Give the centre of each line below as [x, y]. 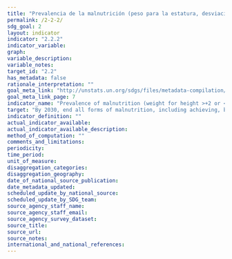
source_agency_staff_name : [46, 207]
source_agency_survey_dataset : [52, 219]
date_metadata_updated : [41, 187]
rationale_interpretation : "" [51, 84]
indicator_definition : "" [44, 116]
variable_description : [40, 59]
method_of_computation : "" [46, 135]
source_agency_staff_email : [48, 213]
